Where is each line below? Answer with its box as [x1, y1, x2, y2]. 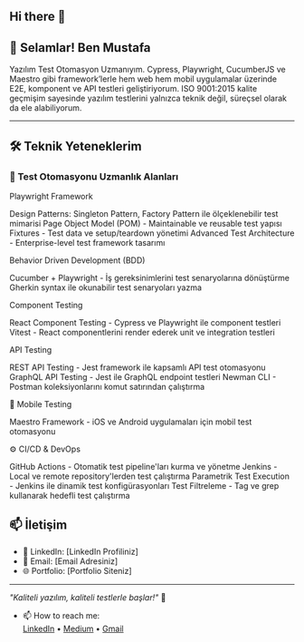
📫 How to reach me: [22, 609, 100, 621]
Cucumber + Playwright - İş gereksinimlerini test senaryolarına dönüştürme [9, 272, 290, 283]
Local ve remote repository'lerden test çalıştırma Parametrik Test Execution [9, 471, 290, 481]
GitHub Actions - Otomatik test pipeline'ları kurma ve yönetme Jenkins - [9, 461, 278, 472]
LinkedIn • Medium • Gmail [22, 623, 124, 634]
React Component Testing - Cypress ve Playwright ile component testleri [9, 316, 281, 327]
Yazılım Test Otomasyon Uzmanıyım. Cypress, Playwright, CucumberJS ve [9, 64, 287, 75]
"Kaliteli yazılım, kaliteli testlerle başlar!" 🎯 [9, 591, 166, 603]
